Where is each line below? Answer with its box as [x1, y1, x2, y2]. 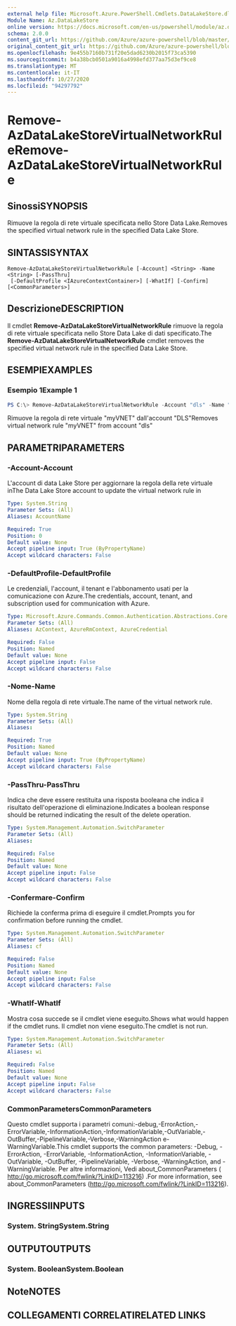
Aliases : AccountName [7, 513, 71, 520]
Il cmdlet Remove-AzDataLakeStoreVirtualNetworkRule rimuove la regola [7, 321, 223, 330]
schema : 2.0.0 [7, 30, 49, 37]
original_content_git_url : [7, 43, 86, 50]
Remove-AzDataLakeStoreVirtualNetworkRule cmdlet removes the [7, 336, 205, 345]
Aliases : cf [7, 943, 42, 950]
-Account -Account [7, 463, 73, 472]
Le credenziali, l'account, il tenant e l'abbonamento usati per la [7, 584, 189, 593]
